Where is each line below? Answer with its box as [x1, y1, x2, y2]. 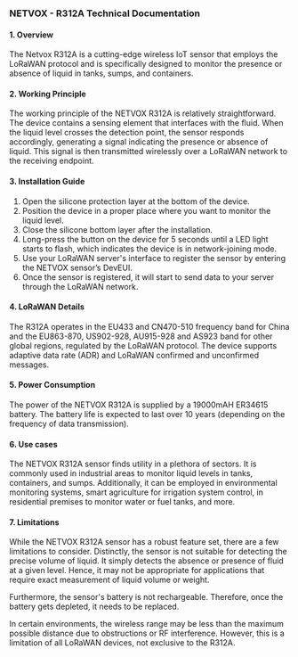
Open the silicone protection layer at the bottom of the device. [21, 195, 251, 207]
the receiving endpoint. [9, 155, 95, 167]
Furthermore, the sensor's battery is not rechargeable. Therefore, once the [9, 592, 284, 603]
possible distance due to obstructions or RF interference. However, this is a [9, 628, 285, 639]
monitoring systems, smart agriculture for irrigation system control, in [9, 487, 264, 497]
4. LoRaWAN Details [9, 301, 85, 312]
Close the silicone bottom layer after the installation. [21, 224, 213, 234]
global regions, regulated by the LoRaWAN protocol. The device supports [9, 340, 278, 350]
